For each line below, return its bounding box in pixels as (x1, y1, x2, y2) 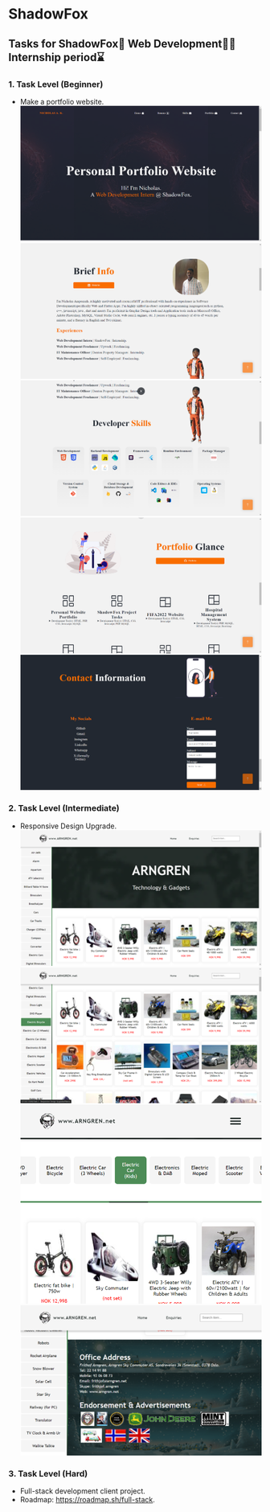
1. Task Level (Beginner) (8, 78, 104, 89)
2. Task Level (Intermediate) (8, 803, 120, 814)
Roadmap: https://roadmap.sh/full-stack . (19, 1495, 155, 1505)
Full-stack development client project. (19, 1486, 146, 1496)
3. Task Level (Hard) (8, 1468, 88, 1479)
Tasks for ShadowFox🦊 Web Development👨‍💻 (8, 37, 236, 51)
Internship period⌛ (8, 50, 104, 64)
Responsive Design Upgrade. (19, 821, 117, 831)
